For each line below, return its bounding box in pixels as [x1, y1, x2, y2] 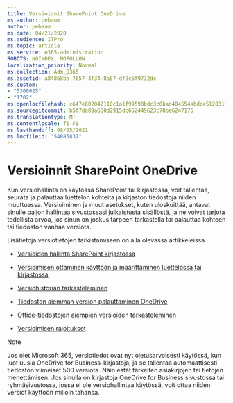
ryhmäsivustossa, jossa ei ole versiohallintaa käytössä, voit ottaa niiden [7, 381, 211, 389]
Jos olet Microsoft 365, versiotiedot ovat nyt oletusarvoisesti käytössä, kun [7, 352, 222, 360]
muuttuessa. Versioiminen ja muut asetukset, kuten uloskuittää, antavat [7, 201, 211, 209]
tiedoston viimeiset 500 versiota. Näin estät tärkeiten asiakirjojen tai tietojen [7, 366, 224, 375]
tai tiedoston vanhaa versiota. [7, 223, 92, 231]
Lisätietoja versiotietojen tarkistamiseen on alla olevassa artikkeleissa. [7, 236, 207, 245]
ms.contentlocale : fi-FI [7, 120, 79, 127]
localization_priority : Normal [7, 62, 98, 69]
